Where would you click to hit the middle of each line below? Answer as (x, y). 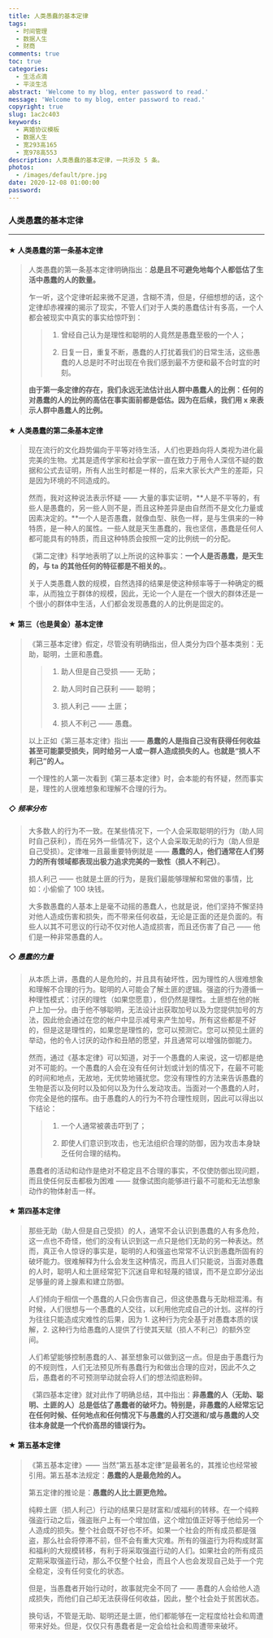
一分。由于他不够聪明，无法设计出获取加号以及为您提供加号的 (153, 1009)
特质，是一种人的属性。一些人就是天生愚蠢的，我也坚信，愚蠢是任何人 (146, 528)
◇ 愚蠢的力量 (31, 957)
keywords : (25, 122)
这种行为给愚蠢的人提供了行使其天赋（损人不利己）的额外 (147, 1329)
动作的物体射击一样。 (64, 1191)
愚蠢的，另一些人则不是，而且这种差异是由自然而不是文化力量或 (157, 508)
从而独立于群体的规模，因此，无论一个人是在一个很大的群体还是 (149, 594)
